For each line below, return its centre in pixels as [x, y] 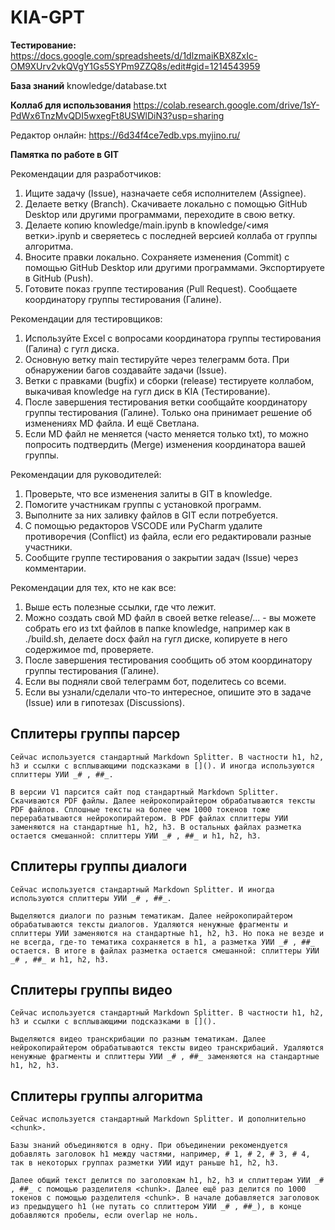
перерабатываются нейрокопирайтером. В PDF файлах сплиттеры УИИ [149, 818]
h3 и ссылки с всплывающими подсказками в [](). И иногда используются [162, 766]
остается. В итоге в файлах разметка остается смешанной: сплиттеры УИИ [165, 951]
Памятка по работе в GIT [65, 154]
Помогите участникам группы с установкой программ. [143, 504]
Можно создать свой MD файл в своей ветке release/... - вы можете [170, 617]
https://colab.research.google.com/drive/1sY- [226, 105]
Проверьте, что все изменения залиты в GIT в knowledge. [148, 493]
